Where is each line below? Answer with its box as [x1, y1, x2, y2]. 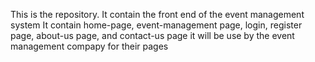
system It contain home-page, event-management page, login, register [10, 19, 303, 31]
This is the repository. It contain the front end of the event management [10, 9, 305, 20]
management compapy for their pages [10, 40, 169, 52]
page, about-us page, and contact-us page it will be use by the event [10, 30, 295, 41]
